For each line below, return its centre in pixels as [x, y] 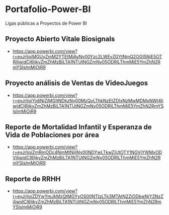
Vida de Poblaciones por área [52, 135]
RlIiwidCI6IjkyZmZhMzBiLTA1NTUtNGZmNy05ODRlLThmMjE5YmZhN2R [87, 62]
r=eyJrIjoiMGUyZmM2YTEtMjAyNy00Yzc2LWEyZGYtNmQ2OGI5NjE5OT [87, 56]
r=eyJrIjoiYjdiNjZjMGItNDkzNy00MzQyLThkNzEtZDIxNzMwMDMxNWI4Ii [88, 100]
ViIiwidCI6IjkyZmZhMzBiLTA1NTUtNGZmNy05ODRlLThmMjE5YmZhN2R [87, 158]
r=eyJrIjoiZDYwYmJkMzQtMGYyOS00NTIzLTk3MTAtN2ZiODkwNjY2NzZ [88, 196]
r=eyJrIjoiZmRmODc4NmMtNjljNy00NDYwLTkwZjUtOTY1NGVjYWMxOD [87, 153]
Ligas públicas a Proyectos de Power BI [46, 23]
